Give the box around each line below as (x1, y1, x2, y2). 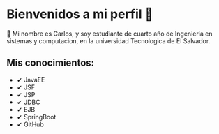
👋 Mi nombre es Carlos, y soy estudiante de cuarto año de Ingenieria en (6, 29, 213, 38)
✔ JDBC (16, 98, 40, 106)
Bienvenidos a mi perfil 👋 (6, 6, 153, 22)
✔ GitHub (16, 120, 45, 128)
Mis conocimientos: (6, 57, 95, 69)
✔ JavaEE (16, 75, 45, 84)
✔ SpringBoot (16, 112, 56, 121)
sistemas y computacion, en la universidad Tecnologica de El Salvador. (6, 36, 211, 45)
